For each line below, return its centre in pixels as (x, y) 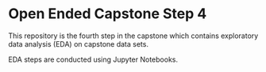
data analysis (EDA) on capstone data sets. (79, 44)
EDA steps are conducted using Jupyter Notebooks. (93, 59)
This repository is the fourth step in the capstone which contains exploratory (133, 36)
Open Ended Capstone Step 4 (108, 14)
